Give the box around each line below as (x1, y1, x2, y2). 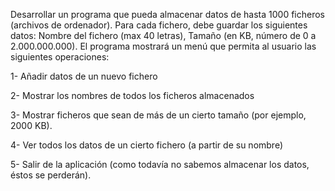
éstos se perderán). (10, 169, 92, 181)
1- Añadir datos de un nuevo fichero (10, 70, 158, 82)
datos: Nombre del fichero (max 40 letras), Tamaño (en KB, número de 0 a (10, 30, 317, 41)
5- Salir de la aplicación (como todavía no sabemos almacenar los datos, (10, 159, 310, 170)
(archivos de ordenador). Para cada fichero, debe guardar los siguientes (10, 19, 308, 31)
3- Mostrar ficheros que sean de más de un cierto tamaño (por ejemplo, (10, 109, 307, 121)
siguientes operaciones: (10, 51, 110, 63)
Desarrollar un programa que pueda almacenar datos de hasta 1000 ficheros (10, 9, 325, 20)
